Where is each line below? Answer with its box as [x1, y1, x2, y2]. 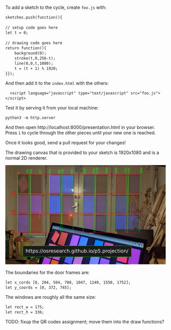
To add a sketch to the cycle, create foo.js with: [5, 5, 107, 10]
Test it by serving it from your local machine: [5, 105, 99, 111]
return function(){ [5, 46, 47, 51]
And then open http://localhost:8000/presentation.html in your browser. [5, 124, 155, 130]
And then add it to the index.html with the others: [5, 80, 109, 86]
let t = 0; [5, 30, 28, 35]
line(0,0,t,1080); [14, 61, 53, 66]
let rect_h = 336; [5, 310, 44, 315]
